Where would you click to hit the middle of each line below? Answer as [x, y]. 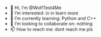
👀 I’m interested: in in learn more [44, 13]
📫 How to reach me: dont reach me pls [52, 29]
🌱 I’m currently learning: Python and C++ [53, 18]
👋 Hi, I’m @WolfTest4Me [36, 8]
